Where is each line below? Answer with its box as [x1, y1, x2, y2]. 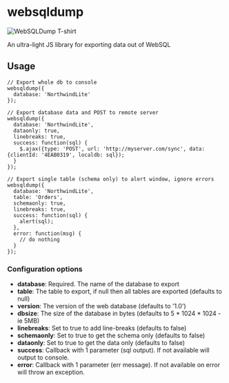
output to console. [17, 353, 70, 362]
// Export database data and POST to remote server [7, 109, 159, 116]
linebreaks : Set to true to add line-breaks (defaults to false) [17, 324, 187, 333]
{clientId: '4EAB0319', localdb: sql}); [7, 151, 126, 158]
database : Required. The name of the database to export [17, 280, 179, 288]
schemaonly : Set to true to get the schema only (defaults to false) [17, 331, 206, 339]
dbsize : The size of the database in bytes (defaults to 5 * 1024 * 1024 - [17, 309, 221, 318]
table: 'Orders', [13, 194, 63, 200]
